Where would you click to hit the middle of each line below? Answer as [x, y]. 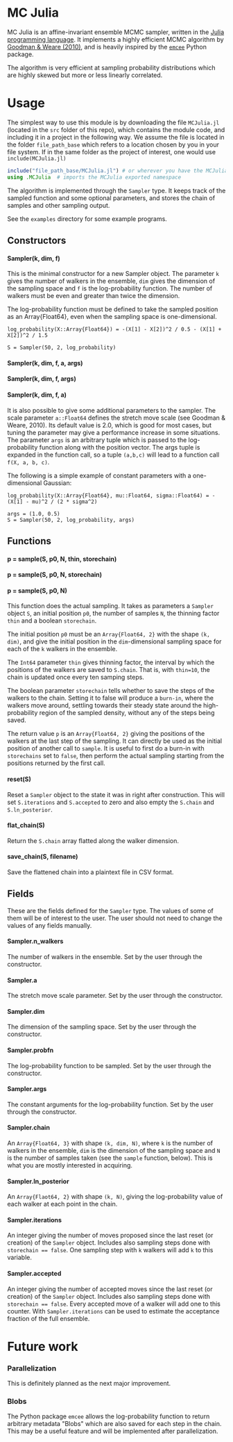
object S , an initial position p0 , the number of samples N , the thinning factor [113, 614]
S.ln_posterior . [30, 809]
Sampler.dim [26, 1011]
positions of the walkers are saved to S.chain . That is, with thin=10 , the [109, 670]
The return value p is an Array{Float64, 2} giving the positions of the [106, 734]
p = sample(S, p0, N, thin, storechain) [62, 559]
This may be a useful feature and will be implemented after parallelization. [113, 1431]
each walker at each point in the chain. [62, 1204]
